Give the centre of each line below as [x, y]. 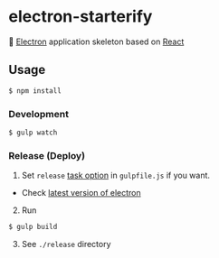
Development [39, 114]
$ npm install [35, 91]
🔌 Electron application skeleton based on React [96, 41]
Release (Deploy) [47, 155]
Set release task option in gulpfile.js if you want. [115, 175]
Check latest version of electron [81, 193]
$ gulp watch [33, 133]
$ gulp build [33, 227]
